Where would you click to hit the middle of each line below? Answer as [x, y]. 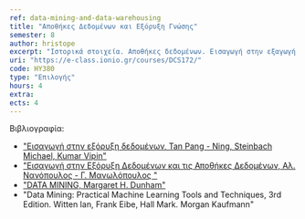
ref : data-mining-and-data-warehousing [85, 18]
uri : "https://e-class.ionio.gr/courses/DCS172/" [106, 60]
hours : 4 [26, 86]
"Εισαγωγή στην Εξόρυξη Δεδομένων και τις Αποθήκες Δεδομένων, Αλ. [159, 166]
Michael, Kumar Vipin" [64, 156]
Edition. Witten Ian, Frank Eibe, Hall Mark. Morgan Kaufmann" [138, 204]
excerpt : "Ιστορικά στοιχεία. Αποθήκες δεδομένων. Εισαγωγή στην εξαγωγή [153, 52]
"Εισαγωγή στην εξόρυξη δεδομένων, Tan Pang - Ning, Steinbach [147, 146]
